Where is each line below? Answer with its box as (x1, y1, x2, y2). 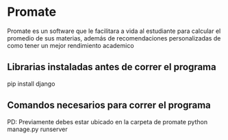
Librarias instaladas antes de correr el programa (7, 61, 217, 73)
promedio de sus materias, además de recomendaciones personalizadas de (7, 34, 221, 42)
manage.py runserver (7, 125, 68, 133)
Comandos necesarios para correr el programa (7, 100, 211, 111)
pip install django (7, 80, 55, 88)
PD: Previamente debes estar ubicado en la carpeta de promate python (7, 117, 207, 126)
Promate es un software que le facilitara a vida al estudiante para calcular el (7, 27, 221, 35)
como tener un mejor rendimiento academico (7, 41, 135, 49)
